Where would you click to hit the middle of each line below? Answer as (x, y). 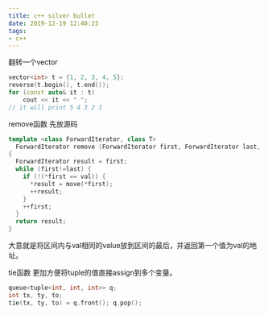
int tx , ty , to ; (35, 295)
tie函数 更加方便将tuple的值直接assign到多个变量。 (93, 272)
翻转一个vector (33, 62)
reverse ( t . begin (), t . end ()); (59, 85)
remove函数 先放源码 (43, 124)
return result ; (41, 222)
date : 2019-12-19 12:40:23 (54, 23)
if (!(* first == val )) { (64, 176)
